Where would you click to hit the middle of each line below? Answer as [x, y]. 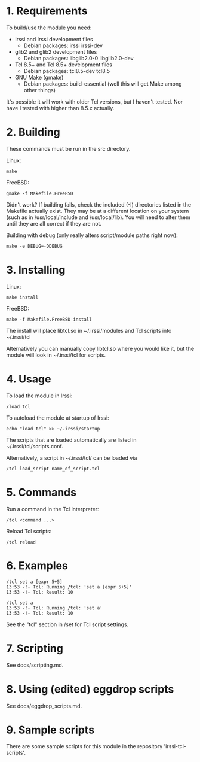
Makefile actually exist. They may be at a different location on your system [98, 211]
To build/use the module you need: [49, 28]
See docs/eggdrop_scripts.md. [44, 706]
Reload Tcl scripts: [29, 531]
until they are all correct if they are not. [54, 223]
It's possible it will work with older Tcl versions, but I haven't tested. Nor [95, 101]
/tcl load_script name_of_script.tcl [53, 469]
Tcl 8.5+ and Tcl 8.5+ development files [63, 65]
